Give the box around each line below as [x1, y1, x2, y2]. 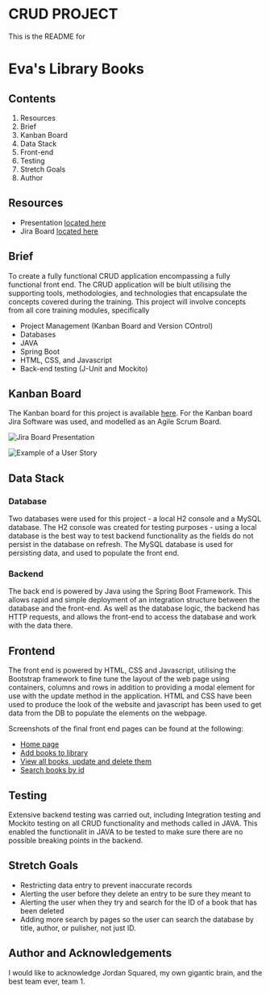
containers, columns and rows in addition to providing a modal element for [8, 682, 255, 693]
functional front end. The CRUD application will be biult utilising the [8, 280, 231, 289]
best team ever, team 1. [8, 976, 85, 986]
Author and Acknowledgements [8, 946, 172, 960]
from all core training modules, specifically [8, 305, 150, 315]
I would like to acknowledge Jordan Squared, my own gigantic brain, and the [8, 967, 263, 977]
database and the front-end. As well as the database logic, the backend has [8, 603, 260, 613]
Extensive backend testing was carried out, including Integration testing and [8, 810, 261, 819]
